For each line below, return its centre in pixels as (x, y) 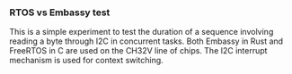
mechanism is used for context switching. (86, 61)
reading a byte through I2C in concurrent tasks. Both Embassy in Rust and (146, 41)
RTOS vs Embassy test (60, 12)
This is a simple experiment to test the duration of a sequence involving (142, 32)
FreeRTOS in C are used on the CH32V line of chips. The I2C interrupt (138, 51)
